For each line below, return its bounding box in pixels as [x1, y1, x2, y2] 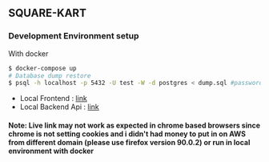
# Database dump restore [8, 71, 91, 79]
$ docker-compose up [8, 64, 78, 72]
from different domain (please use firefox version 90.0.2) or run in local [8, 137, 251, 147]
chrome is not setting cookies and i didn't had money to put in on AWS [8, 128, 247, 139]
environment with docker [8, 146, 94, 156]
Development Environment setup [8, 30, 139, 42]
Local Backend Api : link [19, 102, 100, 111]
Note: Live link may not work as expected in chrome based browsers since [8, 120, 260, 130]
